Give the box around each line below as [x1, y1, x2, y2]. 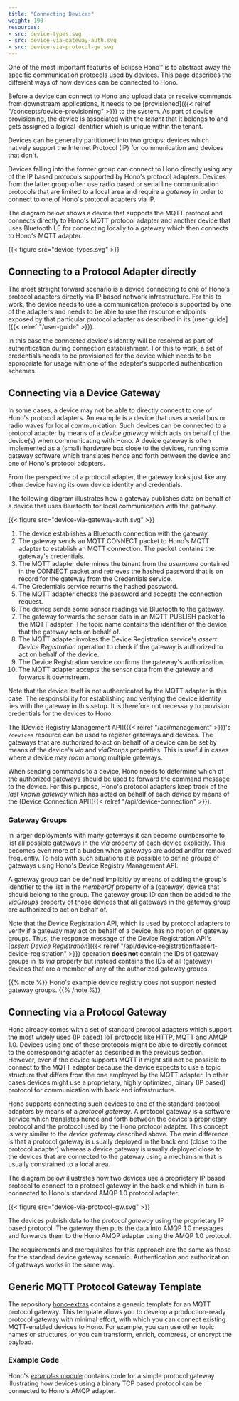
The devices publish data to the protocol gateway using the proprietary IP [8, 1216, 225, 1225]
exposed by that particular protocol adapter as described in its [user [8, 314, 208, 324]
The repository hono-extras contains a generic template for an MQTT [8, 1299, 211, 1309]
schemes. [8, 366, 37, 375]
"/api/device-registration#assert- [120, 942, 218, 950]
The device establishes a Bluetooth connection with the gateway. [18, 529, 209, 538]
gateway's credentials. [18, 552, 85, 560]
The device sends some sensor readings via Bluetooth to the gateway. [18, 604, 225, 613]
